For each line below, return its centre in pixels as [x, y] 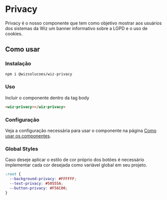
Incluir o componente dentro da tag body [47, 97]
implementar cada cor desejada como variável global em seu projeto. [76, 165]
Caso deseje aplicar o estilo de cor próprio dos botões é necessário [75, 160]
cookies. [14, 33]
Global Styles [22, 148]
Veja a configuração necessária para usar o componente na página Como [81, 130]
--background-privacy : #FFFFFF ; [43, 179]
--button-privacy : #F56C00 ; [39, 188]
